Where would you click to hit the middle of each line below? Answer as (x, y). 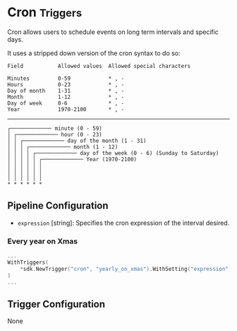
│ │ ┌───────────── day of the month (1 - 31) (77, 141)
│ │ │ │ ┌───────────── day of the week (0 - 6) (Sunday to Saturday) (113, 153)
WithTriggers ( (28, 262)
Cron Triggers (45, 12)
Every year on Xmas (43, 241)
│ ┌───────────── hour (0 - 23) (55, 134)
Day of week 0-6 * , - (66, 103)
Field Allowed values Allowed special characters (99, 66)
